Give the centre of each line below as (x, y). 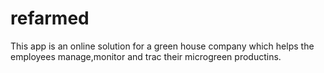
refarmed (50, 18)
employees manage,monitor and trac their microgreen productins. (146, 56)
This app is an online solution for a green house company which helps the (162, 46)
